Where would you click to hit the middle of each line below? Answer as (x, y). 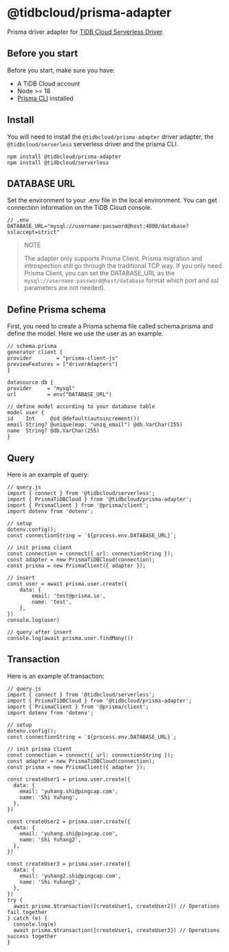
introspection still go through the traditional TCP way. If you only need (123, 266)
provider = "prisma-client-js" (63, 358)
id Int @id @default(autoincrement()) (73, 419)
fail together (28, 912)
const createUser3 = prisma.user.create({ (69, 864)
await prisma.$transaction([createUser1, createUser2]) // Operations (117, 906)
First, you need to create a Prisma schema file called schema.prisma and (110, 327)
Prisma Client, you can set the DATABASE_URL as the (99, 273)
